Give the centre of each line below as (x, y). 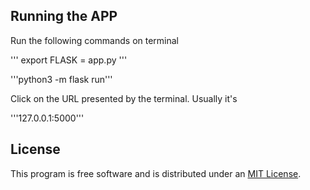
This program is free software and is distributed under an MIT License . (156, 173)
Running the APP (64, 16)
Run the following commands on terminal (95, 40)
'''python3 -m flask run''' (61, 79)
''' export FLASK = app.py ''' (69, 60)
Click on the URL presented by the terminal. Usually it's (124, 98)
